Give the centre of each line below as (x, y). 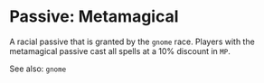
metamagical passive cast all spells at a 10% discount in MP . (120, 51)
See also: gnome (38, 69)
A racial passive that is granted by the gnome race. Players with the (132, 41)
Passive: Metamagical (94, 17)
